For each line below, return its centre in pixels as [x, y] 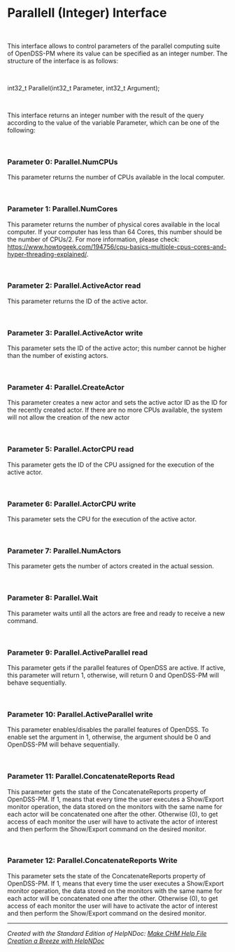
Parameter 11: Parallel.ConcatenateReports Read [91, 777]
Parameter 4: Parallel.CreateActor [66, 387]
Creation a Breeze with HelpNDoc [56, 941]
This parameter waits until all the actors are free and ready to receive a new [116, 613]
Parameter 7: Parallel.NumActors [64, 551]
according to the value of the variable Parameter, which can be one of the [113, 122]
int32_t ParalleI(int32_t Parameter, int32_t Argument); [84, 88]
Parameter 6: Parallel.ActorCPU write [72, 504]
